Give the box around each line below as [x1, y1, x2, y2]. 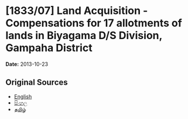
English [13, 93, 32, 100]
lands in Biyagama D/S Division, [5, 29, 162, 42]
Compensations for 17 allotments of [5, 16, 182, 30]
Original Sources [5, 78, 68, 87]
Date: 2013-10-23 [5, 60, 49, 68]
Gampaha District [5, 41, 93, 55]
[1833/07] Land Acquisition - [5, 4, 148, 17]
